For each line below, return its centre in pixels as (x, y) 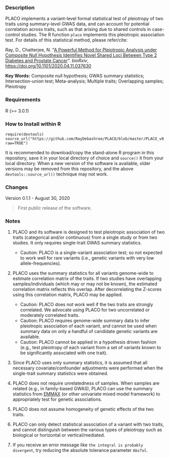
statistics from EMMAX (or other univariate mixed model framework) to (86, 394)
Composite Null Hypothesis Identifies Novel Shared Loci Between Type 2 (81, 55)
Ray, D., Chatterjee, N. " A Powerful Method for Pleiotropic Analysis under (81, 50)
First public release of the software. (55, 208)
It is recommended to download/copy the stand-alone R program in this (80, 152)
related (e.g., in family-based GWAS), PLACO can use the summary (82, 389)
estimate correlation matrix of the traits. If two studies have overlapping (87, 279)
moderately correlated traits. (50, 315)
